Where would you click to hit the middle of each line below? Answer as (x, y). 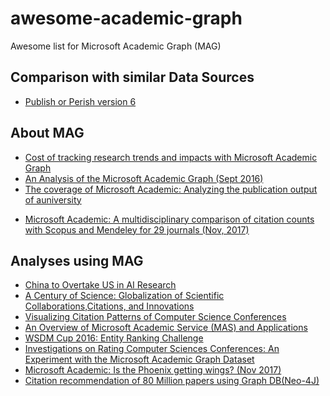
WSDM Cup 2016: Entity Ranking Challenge (114, 338)
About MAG (47, 133)
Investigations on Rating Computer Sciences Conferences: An (152, 349)
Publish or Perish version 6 (80, 101)
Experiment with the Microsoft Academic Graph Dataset (139, 359)
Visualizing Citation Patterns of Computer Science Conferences (155, 317)
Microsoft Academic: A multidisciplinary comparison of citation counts (169, 219)
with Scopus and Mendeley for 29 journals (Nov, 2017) (137, 229)
